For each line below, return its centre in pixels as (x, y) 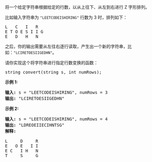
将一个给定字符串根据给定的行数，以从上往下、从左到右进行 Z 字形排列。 (77, 7)
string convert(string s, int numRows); (54, 72)
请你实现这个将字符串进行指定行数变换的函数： (51, 63)
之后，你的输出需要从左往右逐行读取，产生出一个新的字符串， (66, 46)
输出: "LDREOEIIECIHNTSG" (35, 125)
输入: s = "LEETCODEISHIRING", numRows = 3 (56, 93)
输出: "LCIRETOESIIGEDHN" (35, 98)
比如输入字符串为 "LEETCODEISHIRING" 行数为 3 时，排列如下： (66, 17)
